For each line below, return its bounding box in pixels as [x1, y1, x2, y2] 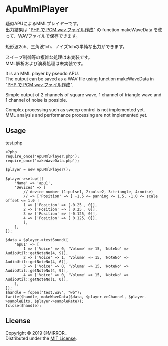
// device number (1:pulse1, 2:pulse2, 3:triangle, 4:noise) [23, 189, 154, 194]
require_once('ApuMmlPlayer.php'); [5, 154, 80, 159]
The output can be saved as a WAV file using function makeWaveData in [5, 76, 154, 82]
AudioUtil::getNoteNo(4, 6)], [5, 259, 69, 264]
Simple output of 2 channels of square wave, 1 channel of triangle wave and [5, 91, 162, 98]
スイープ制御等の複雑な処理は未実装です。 [5, 54, 93, 60]
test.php [5, 140, 23, 146]
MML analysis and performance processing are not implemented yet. [5, 112, 148, 118]
